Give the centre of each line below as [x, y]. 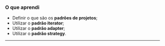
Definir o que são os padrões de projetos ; [55, 18]
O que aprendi [22, 7]
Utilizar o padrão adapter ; [39, 28]
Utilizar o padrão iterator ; [38, 23]
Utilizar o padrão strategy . [39, 34]
